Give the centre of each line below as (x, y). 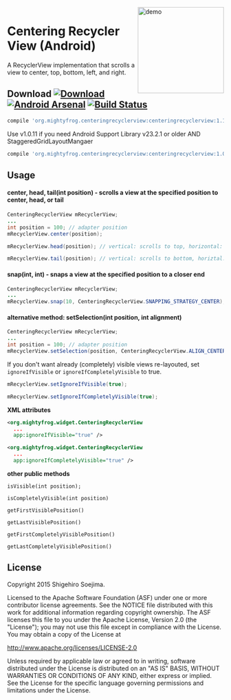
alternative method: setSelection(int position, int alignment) (95, 317)
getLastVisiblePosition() (44, 522)
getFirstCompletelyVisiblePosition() (61, 534)
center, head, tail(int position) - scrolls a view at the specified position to (113, 193)
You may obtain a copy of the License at (64, 634)
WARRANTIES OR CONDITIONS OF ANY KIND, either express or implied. (109, 675)
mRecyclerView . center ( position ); (55, 234)
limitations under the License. (49, 690)
